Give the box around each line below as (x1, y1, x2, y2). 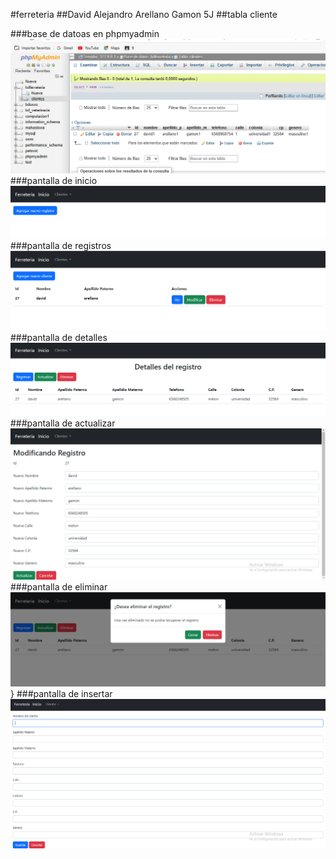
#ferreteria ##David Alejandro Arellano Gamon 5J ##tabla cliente (10, 9, 278, 20)
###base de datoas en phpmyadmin (10, 28, 160, 39)
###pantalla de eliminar (10, 580, 108, 593)
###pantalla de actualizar (10, 417, 116, 429)
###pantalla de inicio (10, 175, 98, 187)
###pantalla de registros (10, 240, 112, 252)
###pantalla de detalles (10, 331, 108, 343)
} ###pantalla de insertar (10, 688, 113, 700)
